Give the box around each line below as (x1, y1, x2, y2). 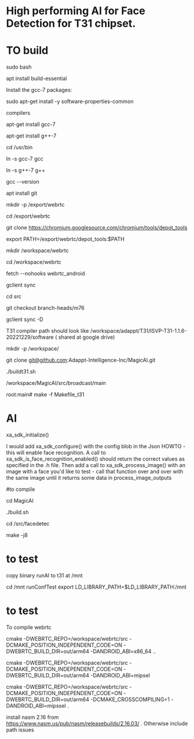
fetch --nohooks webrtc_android (6, 270, 86, 277)
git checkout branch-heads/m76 (6, 304, 85, 311)
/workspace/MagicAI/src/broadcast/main (6, 380, 106, 387)
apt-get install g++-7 (6, 132, 57, 140)
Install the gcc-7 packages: (6, 86, 73, 94)
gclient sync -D (6, 316, 44, 323)
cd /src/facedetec (6, 520, 50, 528)
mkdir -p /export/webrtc (6, 201, 65, 208)
